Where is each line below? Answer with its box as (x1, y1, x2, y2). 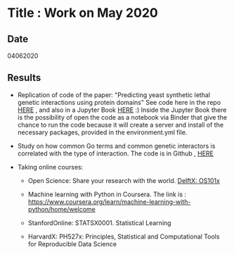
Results (7, 72, 41, 84)
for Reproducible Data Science (27, 239, 117, 248)
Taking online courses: (17, 163, 84, 171)
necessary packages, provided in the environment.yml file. (17, 128, 188, 136)
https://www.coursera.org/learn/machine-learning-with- (27, 197, 191, 205)
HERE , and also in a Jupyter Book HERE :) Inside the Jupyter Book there (17, 106, 227, 114)
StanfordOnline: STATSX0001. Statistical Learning (27, 218, 171, 227)
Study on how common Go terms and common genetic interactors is (17, 141, 216, 150)
